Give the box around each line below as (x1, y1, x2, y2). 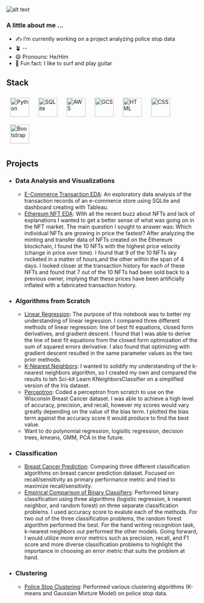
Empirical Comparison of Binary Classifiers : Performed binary (24, 489, 179, 496)
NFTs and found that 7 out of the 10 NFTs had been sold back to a (24, 268, 190, 276)
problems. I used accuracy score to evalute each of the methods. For (24, 508, 198, 516)
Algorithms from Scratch (15, 296, 90, 305)
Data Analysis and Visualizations (15, 177, 115, 185)
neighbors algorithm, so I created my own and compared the (44, 369, 197, 376)
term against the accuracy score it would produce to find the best (24, 414, 189, 422)
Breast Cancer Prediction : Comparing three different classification (24, 463, 190, 470)
